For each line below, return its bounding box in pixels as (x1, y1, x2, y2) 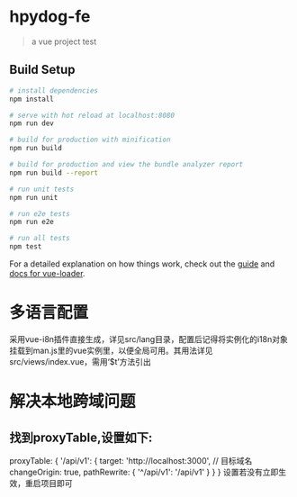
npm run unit (9, 193, 58, 202)
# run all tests (9, 234, 70, 243)
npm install (9, 95, 54, 104)
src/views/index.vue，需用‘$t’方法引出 (9, 356, 151, 366)
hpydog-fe (9, 6, 91, 27)
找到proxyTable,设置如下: (9, 429, 153, 445)
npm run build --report (9, 168, 99, 177)
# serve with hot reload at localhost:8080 (9, 111, 175, 120)
